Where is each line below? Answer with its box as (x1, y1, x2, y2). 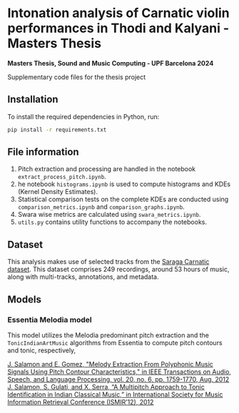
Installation (7, 93, 59, 106)
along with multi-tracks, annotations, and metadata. (7, 272, 159, 281)
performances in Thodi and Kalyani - (7, 20, 230, 36)
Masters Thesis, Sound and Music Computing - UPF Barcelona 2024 (7, 58, 214, 67)
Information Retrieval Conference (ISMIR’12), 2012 (7, 397, 154, 406)
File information (7, 146, 80, 158)
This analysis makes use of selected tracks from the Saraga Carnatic (7, 258, 210, 266)
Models (7, 293, 41, 305)
